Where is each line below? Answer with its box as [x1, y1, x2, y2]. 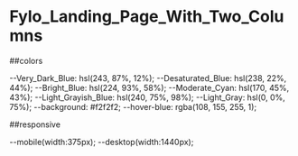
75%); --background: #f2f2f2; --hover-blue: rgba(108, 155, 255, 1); [9, 101, 257, 112]
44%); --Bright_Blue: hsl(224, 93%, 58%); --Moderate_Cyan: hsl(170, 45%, [9, 82, 290, 93]
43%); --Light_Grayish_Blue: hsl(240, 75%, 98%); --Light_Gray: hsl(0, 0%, [9, 92, 286, 103]
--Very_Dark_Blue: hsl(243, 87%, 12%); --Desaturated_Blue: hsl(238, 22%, [9, 72, 287, 83]
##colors [9, 55, 43, 66]
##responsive [9, 119, 61, 130]
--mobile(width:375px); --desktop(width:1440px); [9, 136, 194, 147]
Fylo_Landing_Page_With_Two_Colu [9, 6, 284, 27]
